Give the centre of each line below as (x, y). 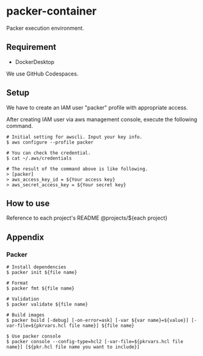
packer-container (52, 11)
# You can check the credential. (49, 153)
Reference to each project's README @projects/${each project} (87, 218)
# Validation (23, 299)
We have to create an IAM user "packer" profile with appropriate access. (97, 107)
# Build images (26, 315)
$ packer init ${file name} (42, 273)
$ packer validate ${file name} (47, 305)
